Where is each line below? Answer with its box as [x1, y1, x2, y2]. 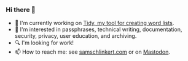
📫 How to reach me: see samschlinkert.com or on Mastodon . [14, 48, 170, 56]
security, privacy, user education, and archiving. [14, 32, 137, 40]
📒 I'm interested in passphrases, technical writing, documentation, [14, 26, 182, 33]
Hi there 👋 [6, 5, 36, 14]
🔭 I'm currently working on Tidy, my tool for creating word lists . [14, 20, 174, 27]
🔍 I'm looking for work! [14, 39, 74, 46]
